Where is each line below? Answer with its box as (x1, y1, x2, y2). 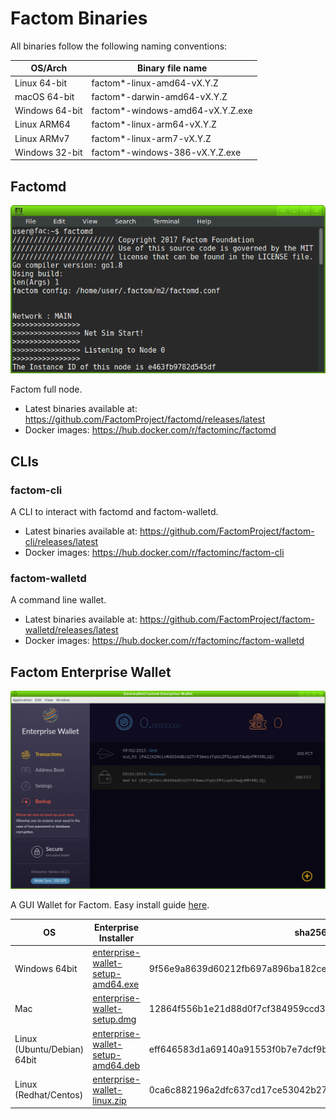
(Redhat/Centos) (14, 1089, 84, 1101)
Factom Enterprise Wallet (10, 663, 172, 681)
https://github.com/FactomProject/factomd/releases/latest (24, 413, 266, 426)
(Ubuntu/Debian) (14, 1043, 85, 1056)
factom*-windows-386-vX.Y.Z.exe (91, 146, 242, 158)
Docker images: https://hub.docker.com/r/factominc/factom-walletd (24, 635, 305, 647)
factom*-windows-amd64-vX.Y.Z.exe (91, 105, 253, 117)
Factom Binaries (10, 7, 148, 30)
